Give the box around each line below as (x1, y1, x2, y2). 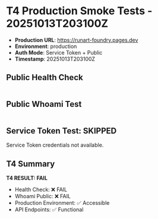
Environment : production (14, 43, 77, 50)
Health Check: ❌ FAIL (14, 186, 67, 193)
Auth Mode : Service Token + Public (14, 49, 103, 56)
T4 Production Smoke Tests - (6, 4, 153, 18)
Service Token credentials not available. (6, 141, 104, 149)
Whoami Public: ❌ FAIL (14, 193, 71, 200)
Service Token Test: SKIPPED (6, 126, 117, 136)
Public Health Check (6, 72, 83, 82)
